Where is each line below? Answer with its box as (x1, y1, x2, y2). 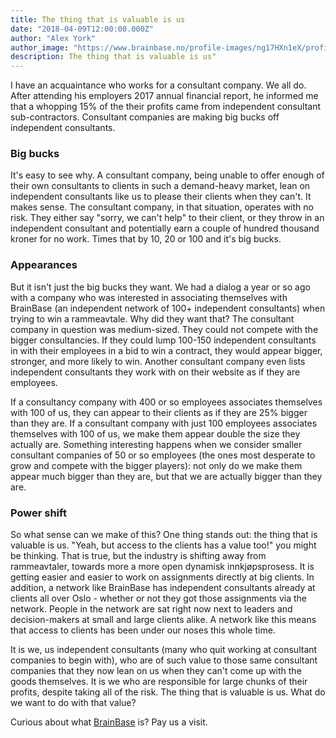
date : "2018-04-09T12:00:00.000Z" (10, 24, 155, 34)
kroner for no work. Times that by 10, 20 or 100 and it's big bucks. (10, 233, 282, 245)
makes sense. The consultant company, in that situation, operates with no (10, 201, 314, 213)
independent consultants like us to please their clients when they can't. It (10, 191, 312, 203)
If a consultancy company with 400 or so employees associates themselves (10, 396, 323, 408)
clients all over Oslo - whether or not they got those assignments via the (10, 592, 307, 605)
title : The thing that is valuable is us (10, 14, 186, 25)
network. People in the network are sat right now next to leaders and (10, 603, 293, 615)
